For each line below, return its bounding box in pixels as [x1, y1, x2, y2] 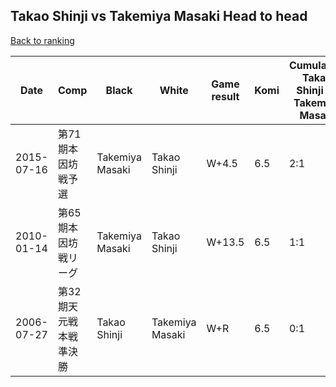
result [211, 89, 240, 103]
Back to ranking [10, 34, 75, 46]
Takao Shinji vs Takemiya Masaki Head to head [10, 8, 308, 25]
